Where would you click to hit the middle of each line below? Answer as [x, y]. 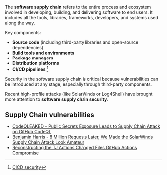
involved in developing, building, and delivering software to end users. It [79, 12]
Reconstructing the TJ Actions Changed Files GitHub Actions [75, 148]
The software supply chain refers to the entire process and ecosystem [78, 7]
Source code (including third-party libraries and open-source [75, 42]
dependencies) [28, 47]
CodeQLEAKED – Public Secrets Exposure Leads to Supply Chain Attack [86, 126]
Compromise [25, 153]
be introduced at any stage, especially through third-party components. [79, 84]
